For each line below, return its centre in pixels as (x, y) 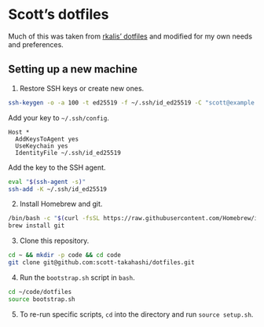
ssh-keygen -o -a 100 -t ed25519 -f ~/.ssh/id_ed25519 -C (105, 103)
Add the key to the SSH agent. (57, 167)
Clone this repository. (54, 241)
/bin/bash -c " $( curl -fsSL (54, 219)
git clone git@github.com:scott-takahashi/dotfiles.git (101, 263)
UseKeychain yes (42, 146)
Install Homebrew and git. (61, 204)
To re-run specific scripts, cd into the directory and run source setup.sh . (136, 314)
